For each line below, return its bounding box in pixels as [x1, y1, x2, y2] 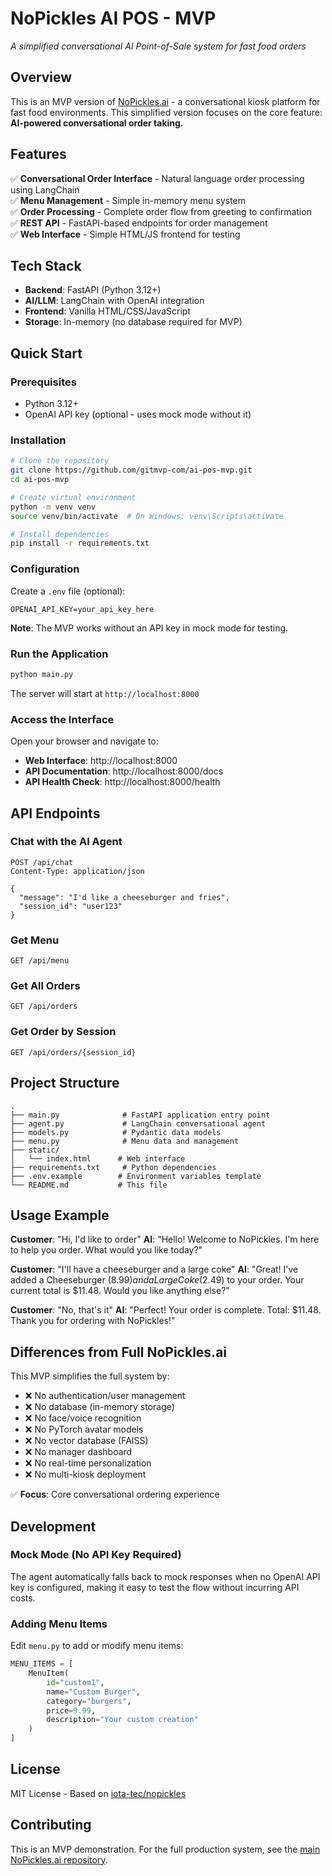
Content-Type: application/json [10, 866, 145, 876]
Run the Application [10, 647, 109, 661]
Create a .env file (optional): [10, 585, 126, 597]
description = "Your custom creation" [46, 1715, 199, 1725]
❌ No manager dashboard [24, 1446, 133, 1458]
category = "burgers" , [46, 1696, 132, 1706]
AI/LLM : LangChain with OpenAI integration [24, 295, 205, 307]
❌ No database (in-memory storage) [24, 1401, 175, 1413]
